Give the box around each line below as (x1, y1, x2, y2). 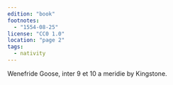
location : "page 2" (7, 37, 65, 44)
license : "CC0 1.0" (7, 30, 65, 38)
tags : (7, 43, 23, 50)
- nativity (13, 50, 46, 57)
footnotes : (7, 17, 40, 24)
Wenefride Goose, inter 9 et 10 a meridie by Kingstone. (7, 69, 168, 78)
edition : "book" (7, 10, 55, 18)
